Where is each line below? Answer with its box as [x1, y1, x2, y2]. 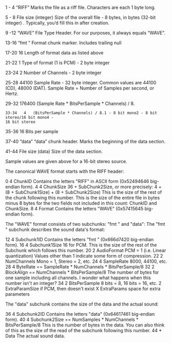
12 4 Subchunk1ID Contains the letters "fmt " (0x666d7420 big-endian [5, 237, 154, 242]
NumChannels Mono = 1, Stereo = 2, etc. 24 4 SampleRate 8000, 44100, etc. [5, 258, 167, 264]
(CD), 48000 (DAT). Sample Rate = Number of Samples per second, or [5, 85, 155, 91]
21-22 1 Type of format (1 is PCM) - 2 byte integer [5, 60, 110, 66]
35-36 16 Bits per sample [5, 129, 59, 134]
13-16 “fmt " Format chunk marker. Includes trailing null [5, 40, 122, 46]
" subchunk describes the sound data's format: [5, 226, 105, 232]
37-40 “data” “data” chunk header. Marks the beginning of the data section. [5, 138, 166, 145]
